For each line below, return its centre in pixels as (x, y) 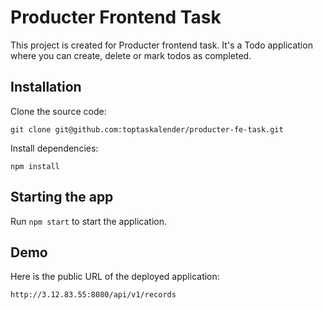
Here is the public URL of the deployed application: (115, 277)
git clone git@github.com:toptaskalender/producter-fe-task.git (147, 129)
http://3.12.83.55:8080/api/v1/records (93, 295)
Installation (46, 87)
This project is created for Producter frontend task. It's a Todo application (161, 45)
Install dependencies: (54, 148)
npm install (35, 166)
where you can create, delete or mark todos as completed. (131, 55)
